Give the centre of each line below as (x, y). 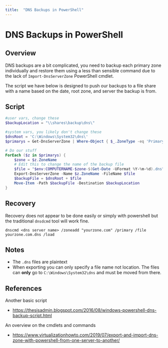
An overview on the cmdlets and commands (50, 325)
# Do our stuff (21, 150)
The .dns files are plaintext (40, 262)
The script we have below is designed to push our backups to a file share (80, 85)
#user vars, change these (32, 119)
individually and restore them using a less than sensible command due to (80, 70)
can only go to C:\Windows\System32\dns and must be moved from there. (87, 273)
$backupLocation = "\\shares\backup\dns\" (50, 123)
